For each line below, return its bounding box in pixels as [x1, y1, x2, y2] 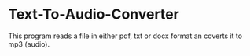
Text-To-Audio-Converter [8, 5, 179, 23]
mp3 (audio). [8, 39, 50, 48]
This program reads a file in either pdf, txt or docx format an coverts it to [8, 31, 242, 40]
